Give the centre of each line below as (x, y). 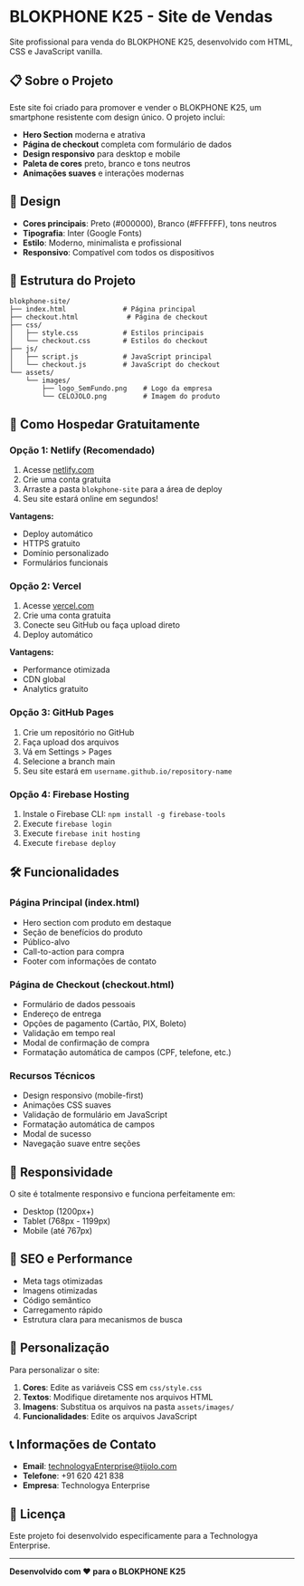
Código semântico (57, 1300)
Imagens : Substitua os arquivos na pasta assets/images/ (128, 1407)
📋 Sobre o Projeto (62, 81)
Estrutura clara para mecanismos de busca (102, 1319)
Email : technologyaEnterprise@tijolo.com (100, 1466)
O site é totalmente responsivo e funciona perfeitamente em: (123, 1194)
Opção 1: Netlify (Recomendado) (82, 450)
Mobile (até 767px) (57, 1231)
